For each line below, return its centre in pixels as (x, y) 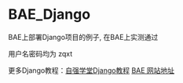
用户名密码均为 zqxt (40, 53)
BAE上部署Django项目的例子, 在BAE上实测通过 (83, 37)
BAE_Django (49, 14)
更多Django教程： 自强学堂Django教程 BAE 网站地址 (91, 70)
